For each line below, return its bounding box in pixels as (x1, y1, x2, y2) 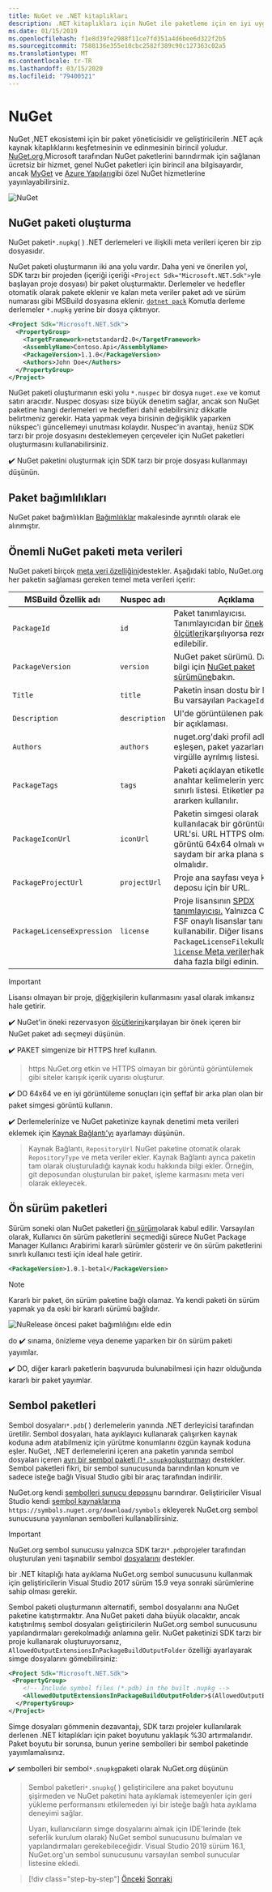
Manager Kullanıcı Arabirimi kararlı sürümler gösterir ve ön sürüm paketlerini (8, 1241, 263, 1250)
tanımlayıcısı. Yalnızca (173, 905, 257, 916)
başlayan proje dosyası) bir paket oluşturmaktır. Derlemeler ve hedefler (8, 279, 245, 288)
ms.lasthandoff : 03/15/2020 (8, 65, 104, 73)
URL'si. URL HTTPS (173, 828, 247, 839)
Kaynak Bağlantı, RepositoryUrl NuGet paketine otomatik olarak (28, 1144, 241, 1153)
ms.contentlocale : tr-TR (8, 58, 92, 66)
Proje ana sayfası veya (173, 872, 259, 883)
